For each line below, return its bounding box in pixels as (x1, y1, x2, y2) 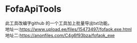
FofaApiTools (5, 3, 61, 15)
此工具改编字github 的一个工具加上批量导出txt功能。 (5, 20, 112, 26)
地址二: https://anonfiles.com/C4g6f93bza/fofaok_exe (5, 32, 115, 38)
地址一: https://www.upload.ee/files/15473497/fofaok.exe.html (5, 26, 132, 32)
